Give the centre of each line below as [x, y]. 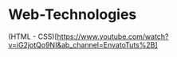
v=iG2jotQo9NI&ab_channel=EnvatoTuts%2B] [83, 44]
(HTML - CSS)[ [33, 36]
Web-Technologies [73, 15]
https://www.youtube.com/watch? [113, 36]
